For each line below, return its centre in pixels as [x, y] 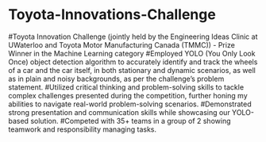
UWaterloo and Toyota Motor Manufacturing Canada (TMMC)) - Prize [122, 44]
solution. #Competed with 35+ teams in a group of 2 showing [131, 121]
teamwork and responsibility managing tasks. [83, 129]
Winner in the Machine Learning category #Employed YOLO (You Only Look [132, 53]
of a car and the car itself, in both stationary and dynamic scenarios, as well [132, 70]
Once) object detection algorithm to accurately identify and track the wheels [133, 62]
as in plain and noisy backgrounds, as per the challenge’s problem [116, 79]
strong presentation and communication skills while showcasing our [119, 112]
